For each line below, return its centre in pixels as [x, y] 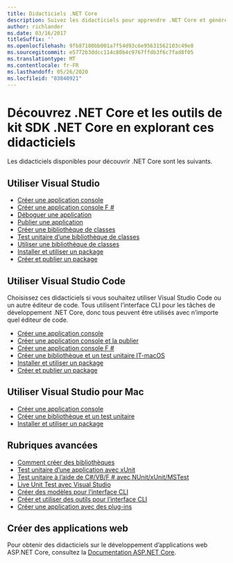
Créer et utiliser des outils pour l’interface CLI [82, 499]
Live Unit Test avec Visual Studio [64, 484]
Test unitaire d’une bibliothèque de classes [78, 237]
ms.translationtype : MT [42, 59]
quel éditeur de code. [38, 320]
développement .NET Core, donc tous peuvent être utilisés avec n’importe [113, 312]
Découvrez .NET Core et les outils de [115, 113]
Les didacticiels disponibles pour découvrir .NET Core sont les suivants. [110, 161]
